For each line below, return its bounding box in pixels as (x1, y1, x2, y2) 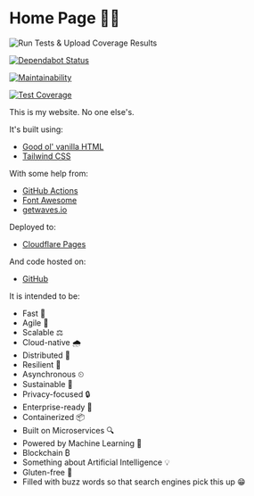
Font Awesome (21, 194, 78, 205)
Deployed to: (9, 221, 56, 232)
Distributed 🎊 (21, 350, 71, 360)
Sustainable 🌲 (21, 378, 73, 389)
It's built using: (9, 124, 64, 135)
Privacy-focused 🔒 (21, 388, 91, 400)
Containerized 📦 (21, 411, 86, 422)
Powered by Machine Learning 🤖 (21, 437, 143, 449)
